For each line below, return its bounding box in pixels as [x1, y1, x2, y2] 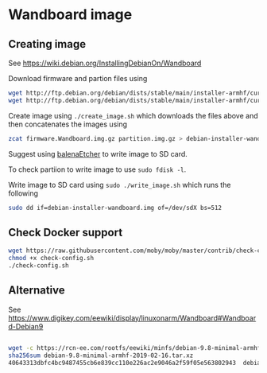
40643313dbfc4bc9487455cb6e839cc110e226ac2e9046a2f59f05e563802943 [8, 359, 237, 367]
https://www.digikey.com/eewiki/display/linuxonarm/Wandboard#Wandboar [8, 313, 257, 323]
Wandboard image [8, 6, 133, 24]
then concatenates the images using [8, 119, 128, 129]
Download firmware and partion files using [8, 74, 148, 83]
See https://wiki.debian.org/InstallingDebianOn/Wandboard [8, 58, 202, 68]
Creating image [8, 37, 87, 51]
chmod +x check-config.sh [8, 254, 94, 262]
